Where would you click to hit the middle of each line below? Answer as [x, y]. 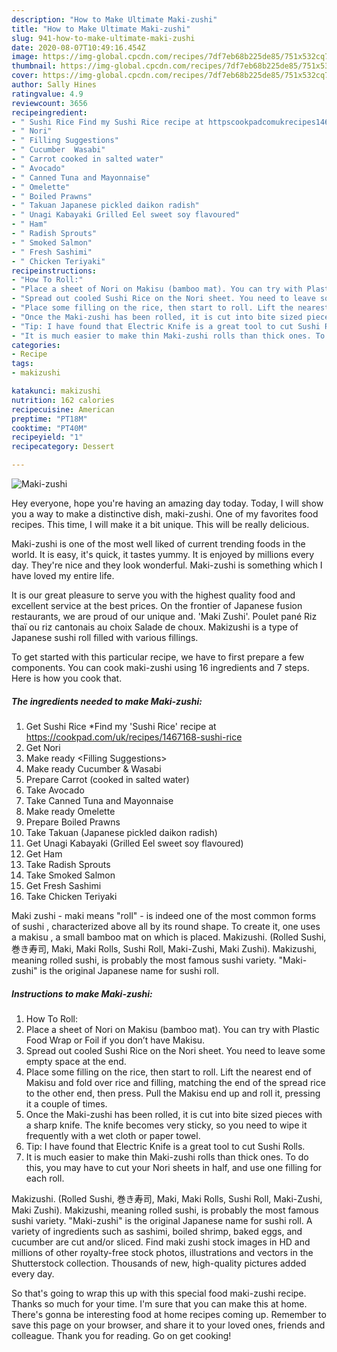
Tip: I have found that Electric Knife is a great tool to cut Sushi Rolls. [165, 1146]
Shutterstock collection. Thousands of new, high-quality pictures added [159, 1263]
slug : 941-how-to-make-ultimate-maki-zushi [103, 38]
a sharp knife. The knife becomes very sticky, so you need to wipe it [166, 1125]
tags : [22, 364]
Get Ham [44, 853]
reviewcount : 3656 [49, 103]
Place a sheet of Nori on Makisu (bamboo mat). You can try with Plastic [172, 1029]
